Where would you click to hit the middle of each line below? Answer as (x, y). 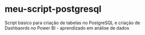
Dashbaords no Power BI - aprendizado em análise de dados (67, 28)
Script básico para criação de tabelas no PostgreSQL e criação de (72, 23)
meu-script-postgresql (53, 9)
